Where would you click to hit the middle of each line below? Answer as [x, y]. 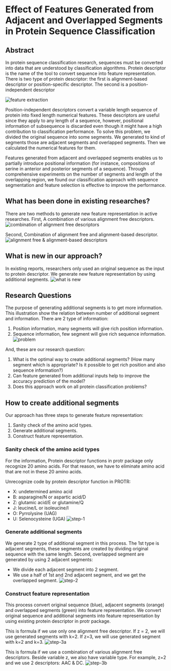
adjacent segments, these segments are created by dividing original [77, 548]
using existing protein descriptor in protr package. [58, 621]
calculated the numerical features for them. [51, 148]
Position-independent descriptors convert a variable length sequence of [81, 110]
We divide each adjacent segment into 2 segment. [66, 569]
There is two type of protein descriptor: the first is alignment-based [76, 79]
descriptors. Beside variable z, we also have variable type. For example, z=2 [86, 658]
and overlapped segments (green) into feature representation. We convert [83, 610]
